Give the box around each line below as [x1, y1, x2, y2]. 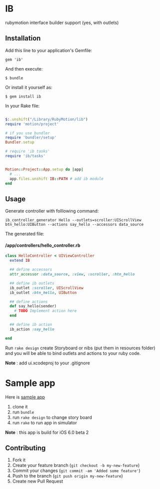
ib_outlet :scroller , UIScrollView [9, 285, 84, 290]
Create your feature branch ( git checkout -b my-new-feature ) [12, 462, 140, 468]
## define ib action [9, 322, 52, 327]
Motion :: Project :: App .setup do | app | [5, 167, 84, 172]
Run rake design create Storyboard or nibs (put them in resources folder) [5, 345, 156, 351]
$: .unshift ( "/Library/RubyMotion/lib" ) [5, 117, 88, 122]
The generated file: [5, 231, 45, 237]
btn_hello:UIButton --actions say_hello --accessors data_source [5, 222, 144, 227]
